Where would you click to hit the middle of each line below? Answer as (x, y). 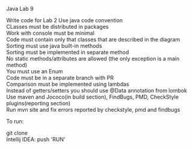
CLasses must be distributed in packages (57, 27)
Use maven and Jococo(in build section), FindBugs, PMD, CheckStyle (93, 97)
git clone (17, 133)
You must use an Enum (35, 71)
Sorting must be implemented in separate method (68, 52)
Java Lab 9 (20, 9)
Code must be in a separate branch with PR (60, 78)
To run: (15, 121)
